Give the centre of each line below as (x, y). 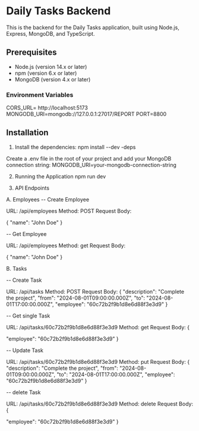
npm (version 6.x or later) (46, 73)
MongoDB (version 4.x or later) (53, 79)
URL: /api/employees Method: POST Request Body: (69, 211)
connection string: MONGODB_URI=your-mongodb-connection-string (91, 165)
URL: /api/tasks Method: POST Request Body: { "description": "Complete (95, 291)
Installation (27, 133)
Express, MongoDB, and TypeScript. (50, 33)
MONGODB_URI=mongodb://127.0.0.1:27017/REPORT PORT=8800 (86, 114)
